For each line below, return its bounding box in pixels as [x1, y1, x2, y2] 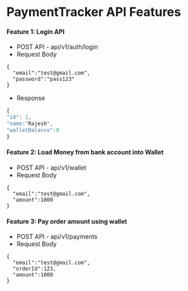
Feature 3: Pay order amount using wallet [6, 217, 127, 225]
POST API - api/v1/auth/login [16, 43, 98, 51]
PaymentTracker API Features [6, 4, 181, 20]
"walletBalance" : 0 [6, 127, 59, 134]
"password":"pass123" [12, 76, 75, 83]
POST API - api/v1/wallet [16, 164, 87, 172]
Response [16, 94, 46, 103]
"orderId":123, [12, 265, 57, 272]
